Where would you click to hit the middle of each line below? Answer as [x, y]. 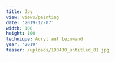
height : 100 [21, 34]
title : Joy [19, 12]
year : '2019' [22, 45]
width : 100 [19, 28]
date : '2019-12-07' [30, 22]
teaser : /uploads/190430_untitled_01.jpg [58, 50]
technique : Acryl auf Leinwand [45, 39]
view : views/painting [33, 17]
